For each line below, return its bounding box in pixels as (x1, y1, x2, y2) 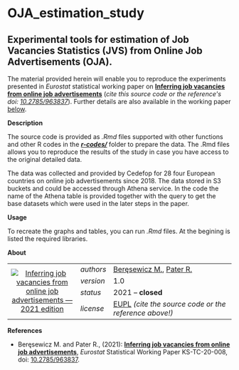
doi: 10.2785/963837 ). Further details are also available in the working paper (7, 98, 231, 106)
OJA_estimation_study (7, 5, 144, 21)
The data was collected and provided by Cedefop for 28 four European (7, 169, 216, 178)
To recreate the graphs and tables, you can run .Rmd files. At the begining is (7, 227, 230, 235)
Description (7, 119, 43, 127)
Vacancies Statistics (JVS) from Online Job (7, 44, 203, 56)
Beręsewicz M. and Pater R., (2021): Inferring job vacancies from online (17, 340, 230, 349)
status (80, 287, 102, 297)
